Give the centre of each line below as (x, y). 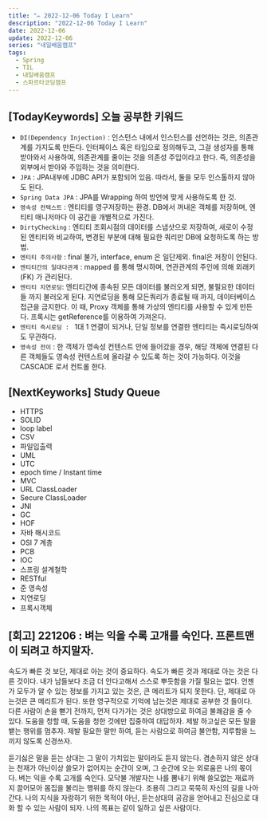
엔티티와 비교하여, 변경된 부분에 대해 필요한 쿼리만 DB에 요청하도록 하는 (139, 237)
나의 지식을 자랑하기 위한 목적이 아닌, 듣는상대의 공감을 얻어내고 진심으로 (138, 798)
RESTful (33, 578)
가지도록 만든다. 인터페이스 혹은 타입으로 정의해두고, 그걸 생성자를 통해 (144, 148)
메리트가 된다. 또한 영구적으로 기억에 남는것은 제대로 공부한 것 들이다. (145, 701)
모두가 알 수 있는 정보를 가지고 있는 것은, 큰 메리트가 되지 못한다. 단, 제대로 (132, 691)
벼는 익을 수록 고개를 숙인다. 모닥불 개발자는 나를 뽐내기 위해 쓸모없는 (126, 778)
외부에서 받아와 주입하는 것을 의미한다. (79, 168)
